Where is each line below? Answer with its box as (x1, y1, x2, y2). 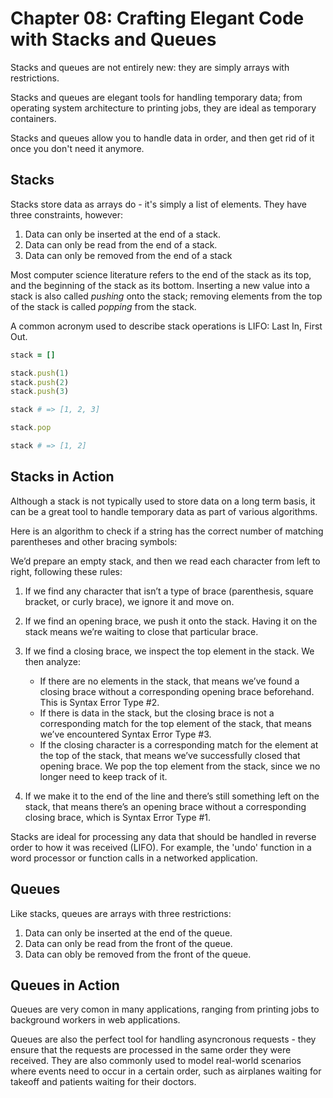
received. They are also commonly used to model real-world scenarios (10, 1055, 302, 1067)
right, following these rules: (10, 565, 123, 577)
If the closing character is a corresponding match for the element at (39, 738, 319, 751)
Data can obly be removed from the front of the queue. (24, 948, 252, 960)
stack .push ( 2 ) (10, 377, 70, 387)
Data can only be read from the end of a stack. (24, 238, 218, 251)
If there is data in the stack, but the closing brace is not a (39, 707, 275, 719)
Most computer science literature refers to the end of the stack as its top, (10, 268, 312, 281)
